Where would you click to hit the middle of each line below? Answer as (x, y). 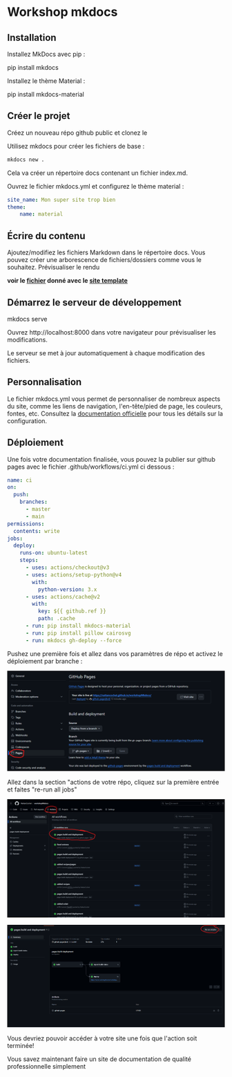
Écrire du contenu (46, 236)
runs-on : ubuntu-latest (54, 553)
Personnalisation (45, 382)
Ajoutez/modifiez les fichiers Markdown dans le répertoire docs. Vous (106, 252)
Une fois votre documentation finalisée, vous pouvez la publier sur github (111, 459)
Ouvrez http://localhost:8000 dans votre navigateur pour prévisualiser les (112, 332)
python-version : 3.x (67, 589)
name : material (41, 214)
